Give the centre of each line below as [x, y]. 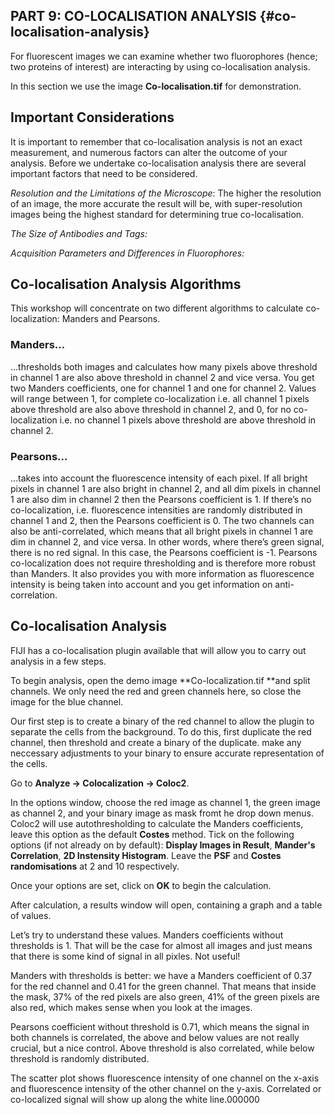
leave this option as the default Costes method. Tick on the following [152, 834]
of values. [31, 915]
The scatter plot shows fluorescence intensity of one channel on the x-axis [165, 1078]
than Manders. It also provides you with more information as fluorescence [162, 574]
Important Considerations [92, 117]
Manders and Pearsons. [111, 319]
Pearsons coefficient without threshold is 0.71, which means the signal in [160, 1026]
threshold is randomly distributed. [80, 1058]
